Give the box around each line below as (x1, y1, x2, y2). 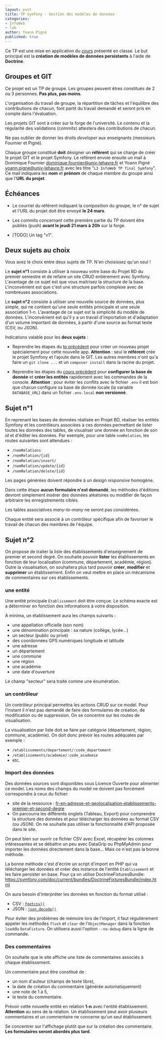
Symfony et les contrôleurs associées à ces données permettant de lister (5, 422, 153, 428)
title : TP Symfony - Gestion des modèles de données (5, 12, 115, 17)
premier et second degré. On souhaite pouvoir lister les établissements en (5, 554, 155, 559)
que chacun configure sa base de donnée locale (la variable (12, 385, 134, 391)
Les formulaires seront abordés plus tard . (5, 1029, 91, 1035)
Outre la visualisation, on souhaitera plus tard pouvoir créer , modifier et (5, 564, 150, 570)
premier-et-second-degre (12, 806, 65, 811)
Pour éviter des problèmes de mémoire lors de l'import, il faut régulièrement (5, 915, 158, 921)
